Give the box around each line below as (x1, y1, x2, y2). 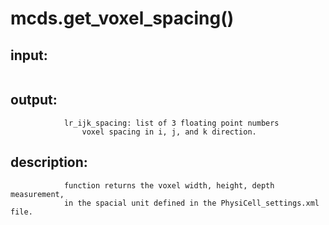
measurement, (10, 189, 65, 199)
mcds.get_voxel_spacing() (10, 7, 235, 30)
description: (10, 154, 88, 171)
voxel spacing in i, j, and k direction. (81, 127, 257, 137)
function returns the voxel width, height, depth (63, 180, 275, 191)
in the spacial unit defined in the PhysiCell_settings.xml (63, 198, 320, 208)
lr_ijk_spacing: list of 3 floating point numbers (63, 118, 280, 128)
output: (10, 92, 58, 109)
